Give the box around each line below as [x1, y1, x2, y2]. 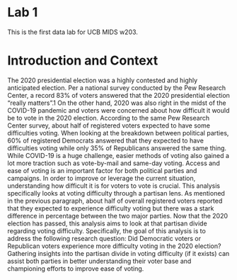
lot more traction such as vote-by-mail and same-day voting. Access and [7, 159, 221, 167]
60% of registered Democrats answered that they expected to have [7, 136, 204, 145]
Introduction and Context [7, 52, 158, 69]
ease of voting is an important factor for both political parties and [7, 166, 197, 174]
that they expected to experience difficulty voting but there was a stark [7, 203, 214, 213]
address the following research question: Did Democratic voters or [7, 234, 202, 242]
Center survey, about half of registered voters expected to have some [7, 121, 211, 130]
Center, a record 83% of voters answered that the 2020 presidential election [7, 91, 230, 99]
